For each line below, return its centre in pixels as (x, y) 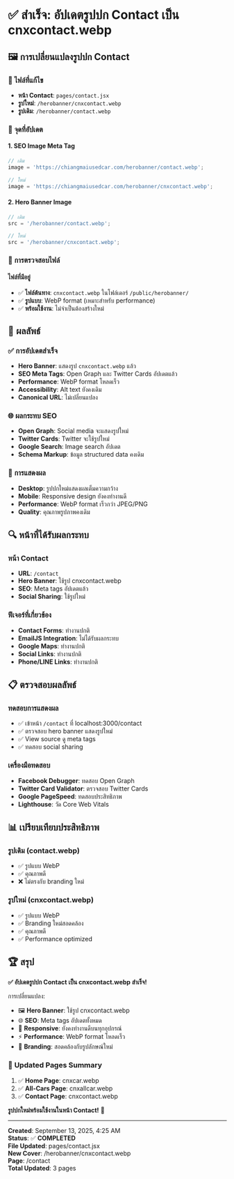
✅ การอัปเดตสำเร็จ (33, 351)
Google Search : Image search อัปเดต (69, 447)
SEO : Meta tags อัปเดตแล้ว (53, 588)
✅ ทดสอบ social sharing (50, 747)
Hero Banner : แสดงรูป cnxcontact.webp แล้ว (77, 366)
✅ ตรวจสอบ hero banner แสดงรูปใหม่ (65, 731)
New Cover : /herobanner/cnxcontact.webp (69, 1153)
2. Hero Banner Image (40, 202)
